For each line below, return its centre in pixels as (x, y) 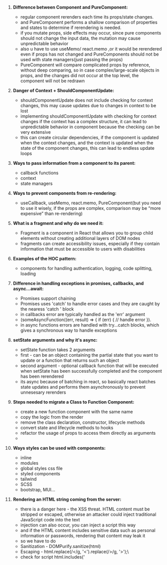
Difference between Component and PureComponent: (70, 7)
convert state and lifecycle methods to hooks (67, 428)
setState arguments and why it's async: (55, 340)
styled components (40, 474)
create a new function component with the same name (76, 412)
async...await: (28, 289)
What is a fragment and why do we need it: (58, 223)
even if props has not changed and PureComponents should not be (89, 54)
